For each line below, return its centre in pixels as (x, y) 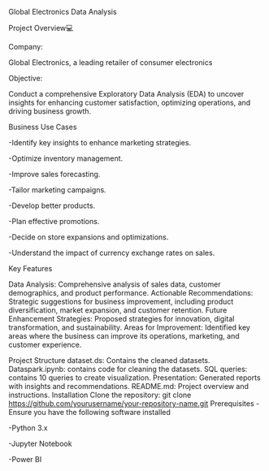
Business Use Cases (43, 127)
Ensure (20, 412)
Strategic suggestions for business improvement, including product (121, 301)
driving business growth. (50, 111)
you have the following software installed (102, 412)
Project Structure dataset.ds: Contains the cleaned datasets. (109, 360)
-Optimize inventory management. (66, 158)
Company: (26, 47)
